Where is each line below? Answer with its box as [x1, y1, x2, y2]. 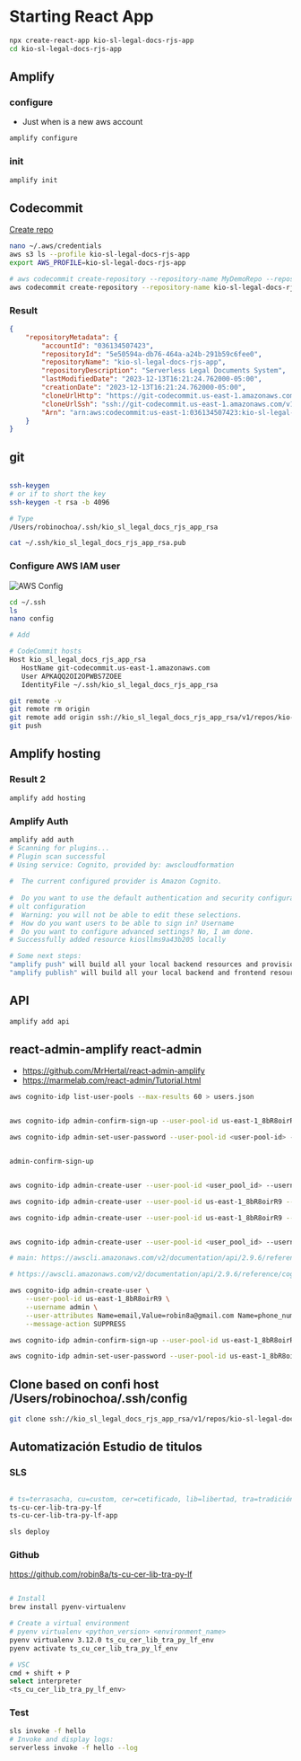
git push [9, 721, 42, 731]
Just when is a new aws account [21, 117, 143, 128]
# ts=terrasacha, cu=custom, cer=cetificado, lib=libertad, [9, 1494, 239, 1503]
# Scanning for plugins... [9, 843, 110, 852]
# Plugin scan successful [9, 851, 106, 861]
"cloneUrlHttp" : [41, 391, 102, 401]
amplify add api [9, 1017, 70, 1026]
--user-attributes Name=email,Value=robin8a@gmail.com [25, 1311, 235, 1320]
